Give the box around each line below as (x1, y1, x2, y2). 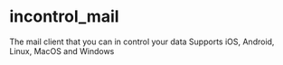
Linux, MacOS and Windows (9, 45, 115, 56)
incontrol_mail (9, 6, 119, 27)
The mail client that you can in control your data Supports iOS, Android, (9, 36, 275, 47)
